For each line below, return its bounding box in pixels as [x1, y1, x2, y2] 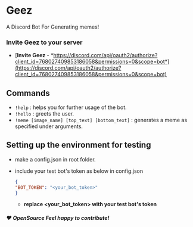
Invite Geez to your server [6, 38, 83, 46]
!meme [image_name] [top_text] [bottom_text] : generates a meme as [14, 117, 188, 124]
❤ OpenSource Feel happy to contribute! [6, 214, 110, 222]
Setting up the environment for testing [6, 140, 151, 150]
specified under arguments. [14, 123, 83, 130]
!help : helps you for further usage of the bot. [14, 104, 127, 111]
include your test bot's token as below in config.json [14, 167, 144, 175]
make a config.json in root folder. [14, 156, 96, 163]
